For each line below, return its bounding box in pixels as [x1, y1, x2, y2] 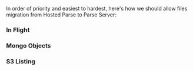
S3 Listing [6, 57, 35, 65]
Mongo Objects [6, 41, 51, 49]
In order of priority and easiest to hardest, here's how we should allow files [6, 5, 188, 12]
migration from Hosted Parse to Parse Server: [6, 11, 117, 18]
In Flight [6, 26, 30, 34]
